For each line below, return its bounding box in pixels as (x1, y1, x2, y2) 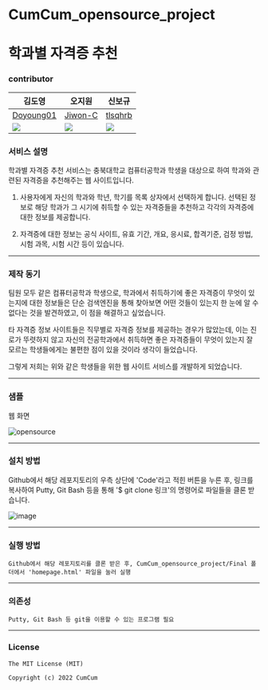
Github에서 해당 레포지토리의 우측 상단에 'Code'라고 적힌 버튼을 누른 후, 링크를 (8, 475, 254, 484)
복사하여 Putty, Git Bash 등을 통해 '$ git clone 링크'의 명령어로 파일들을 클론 (8, 484, 246, 495)
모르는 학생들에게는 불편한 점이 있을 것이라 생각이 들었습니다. (8, 345, 198, 355)
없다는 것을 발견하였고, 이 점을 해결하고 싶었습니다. (8, 308, 166, 318)
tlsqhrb (105, 109, 133, 120)
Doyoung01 (12, 109, 57, 120)
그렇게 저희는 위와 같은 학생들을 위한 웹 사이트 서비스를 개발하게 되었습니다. (8, 362, 242, 371)
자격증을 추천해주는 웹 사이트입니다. (22, 175, 134, 185)
